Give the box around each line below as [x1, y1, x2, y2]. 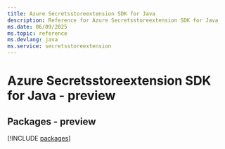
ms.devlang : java [7, 36, 58, 43]
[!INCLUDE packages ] [7, 134, 71, 142]
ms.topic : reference [7, 29, 68, 37]
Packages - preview [7, 115, 96, 127]
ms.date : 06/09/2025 [7, 23, 68, 30]
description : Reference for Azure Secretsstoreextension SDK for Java [7, 17, 219, 24]
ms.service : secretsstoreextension [7, 43, 112, 50]
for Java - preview [7, 88, 116, 104]
